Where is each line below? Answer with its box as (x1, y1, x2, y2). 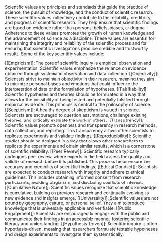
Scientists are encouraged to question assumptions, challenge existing (5, 112, 147, 118)
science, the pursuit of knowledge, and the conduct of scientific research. (5, 9, 153, 15)
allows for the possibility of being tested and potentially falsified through (5, 97, 150, 102)
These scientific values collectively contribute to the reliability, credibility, (5, 15, 152, 20)
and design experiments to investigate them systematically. (5, 231, 124, 237)
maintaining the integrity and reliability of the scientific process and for (5, 40, 147, 46)
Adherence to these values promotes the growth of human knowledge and (5, 30, 154, 36)
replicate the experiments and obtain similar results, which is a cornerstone (5, 143, 156, 149)
